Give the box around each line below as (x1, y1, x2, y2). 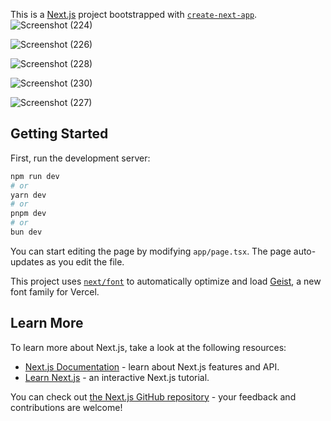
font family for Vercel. (10, 285, 100, 298)
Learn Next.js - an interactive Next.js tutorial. (24, 371, 210, 383)
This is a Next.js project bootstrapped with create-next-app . (10, 9, 258, 20)
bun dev (10, 227, 43, 238)
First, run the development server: (10, 152, 151, 164)
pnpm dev (10, 209, 47, 219)
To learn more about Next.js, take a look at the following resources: (10, 341, 287, 353)
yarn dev (10, 190, 47, 200)
